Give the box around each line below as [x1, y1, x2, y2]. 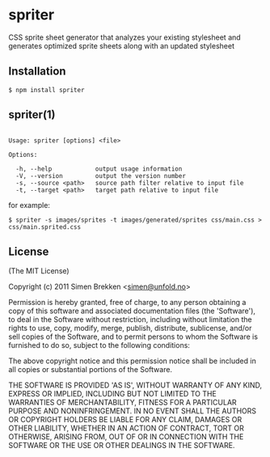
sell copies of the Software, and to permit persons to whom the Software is [8, 332, 259, 341]
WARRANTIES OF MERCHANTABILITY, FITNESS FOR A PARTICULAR [8, 398, 237, 408]
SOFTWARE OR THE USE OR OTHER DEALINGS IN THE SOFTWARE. [8, 441, 235, 451]
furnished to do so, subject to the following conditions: [8, 341, 190, 350]
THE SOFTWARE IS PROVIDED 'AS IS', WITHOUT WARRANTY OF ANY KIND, [8, 380, 263, 390]
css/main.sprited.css [8, 222, 82, 231]
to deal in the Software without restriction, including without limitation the [8, 315, 252, 324]
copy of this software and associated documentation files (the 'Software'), [8, 306, 256, 316]
